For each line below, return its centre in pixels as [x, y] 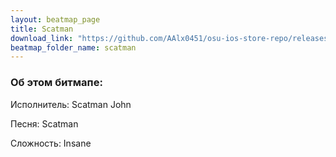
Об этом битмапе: [56, 83]
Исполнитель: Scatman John [71, 104]
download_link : [42, 38]
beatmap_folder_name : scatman [73, 47]
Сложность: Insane [51, 143]
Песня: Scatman [44, 123]
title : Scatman [42, 29]
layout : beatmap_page [55, 19]
